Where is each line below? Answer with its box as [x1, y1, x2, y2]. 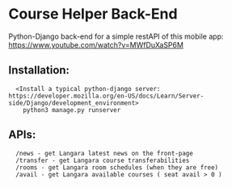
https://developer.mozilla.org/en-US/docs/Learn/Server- [8, 92, 205, 100]
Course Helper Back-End [8, 5, 178, 23]
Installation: [8, 64, 70, 77]
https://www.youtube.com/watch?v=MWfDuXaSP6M [8, 39, 184, 49]
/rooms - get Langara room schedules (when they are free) [15, 163, 219, 172]
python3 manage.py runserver [23, 106, 121, 114]
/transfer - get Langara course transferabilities [15, 156, 190, 164]
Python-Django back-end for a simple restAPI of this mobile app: [8, 31, 224, 41]
